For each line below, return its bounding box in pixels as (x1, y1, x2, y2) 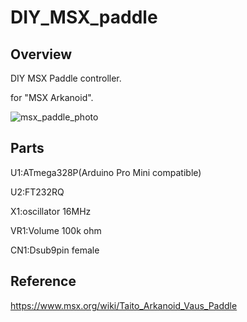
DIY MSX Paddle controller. (10, 72, 122, 84)
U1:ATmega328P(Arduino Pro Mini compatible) (10, 166, 202, 178)
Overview (10, 46, 73, 63)
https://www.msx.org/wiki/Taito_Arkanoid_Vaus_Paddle (10, 299, 238, 311)
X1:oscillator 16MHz (10, 205, 92, 217)
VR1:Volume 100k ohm (10, 224, 102, 236)
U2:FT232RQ (10, 186, 65, 198)
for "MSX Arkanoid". (10, 92, 94, 103)
